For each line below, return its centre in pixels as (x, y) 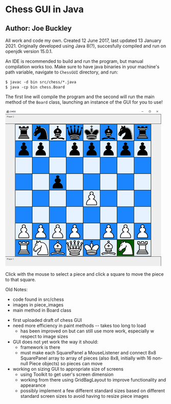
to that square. (21, 280)
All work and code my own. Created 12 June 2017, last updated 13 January (83, 40)
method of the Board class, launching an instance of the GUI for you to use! (84, 102)
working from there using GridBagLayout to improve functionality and (93, 380)
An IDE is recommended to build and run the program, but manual (75, 61)
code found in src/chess (38, 299)
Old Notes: (17, 289)
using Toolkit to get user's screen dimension (67, 374)
